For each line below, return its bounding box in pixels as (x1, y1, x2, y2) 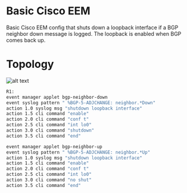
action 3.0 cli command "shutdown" (6, 127, 95, 133)
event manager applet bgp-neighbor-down (6, 94, 108, 100)
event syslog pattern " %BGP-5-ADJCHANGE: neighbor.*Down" (6, 99, 156, 105)
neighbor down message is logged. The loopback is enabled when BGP (6, 30, 182, 37)
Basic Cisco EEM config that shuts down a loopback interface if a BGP (6, 24, 179, 31)
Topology (6, 58, 54, 71)
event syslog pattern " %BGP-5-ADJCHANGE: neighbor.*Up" (6, 149, 151, 155)
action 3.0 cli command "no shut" (6, 177, 92, 183)
